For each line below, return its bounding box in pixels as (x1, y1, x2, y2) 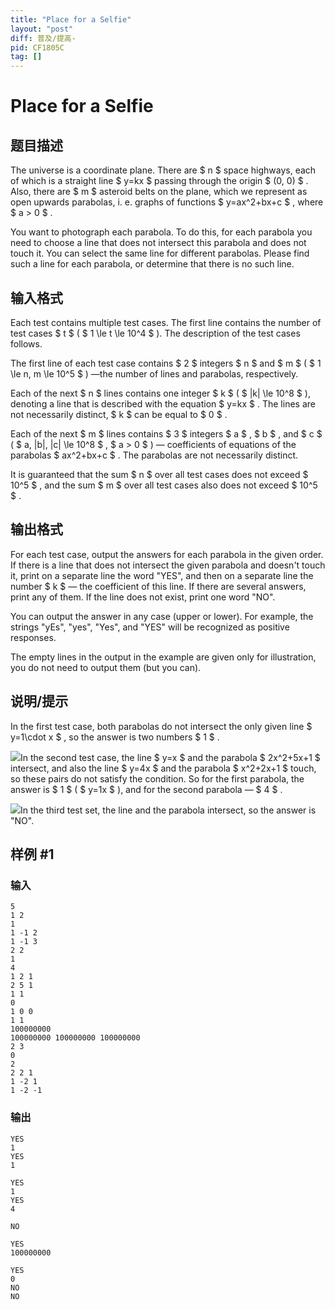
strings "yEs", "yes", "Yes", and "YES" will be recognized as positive (10, 621, 290, 633)
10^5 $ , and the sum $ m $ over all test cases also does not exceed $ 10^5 (10, 479, 318, 491)
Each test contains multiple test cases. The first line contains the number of (10, 316, 322, 328)
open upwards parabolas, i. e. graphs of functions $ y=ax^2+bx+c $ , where (10, 196, 324, 208)
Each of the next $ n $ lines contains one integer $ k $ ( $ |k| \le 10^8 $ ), (10, 387, 311, 399)
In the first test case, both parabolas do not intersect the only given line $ (10, 720, 313, 732)
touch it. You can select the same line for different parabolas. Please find (10, 247, 310, 260)
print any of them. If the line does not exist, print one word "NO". (10, 591, 276, 603)
